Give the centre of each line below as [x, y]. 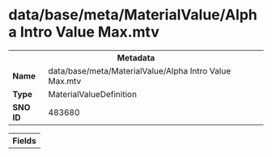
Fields [24, 141]
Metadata [136, 57]
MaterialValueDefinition [93, 94]
